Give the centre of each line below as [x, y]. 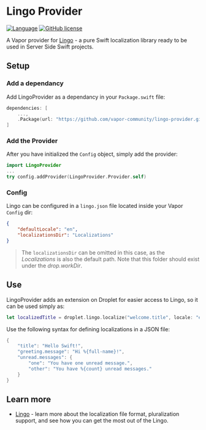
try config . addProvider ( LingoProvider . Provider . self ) [77, 177]
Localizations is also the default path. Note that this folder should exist [110, 259]
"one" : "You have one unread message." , [81, 363]
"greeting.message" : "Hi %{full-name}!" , [71, 352]
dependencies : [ [27, 108]
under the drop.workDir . [52, 266]
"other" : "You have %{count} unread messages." [90, 369]
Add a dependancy [35, 83]
